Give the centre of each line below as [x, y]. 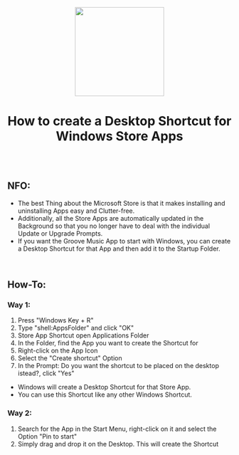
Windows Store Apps [119, 136]
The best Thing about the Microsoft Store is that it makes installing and [121, 203]
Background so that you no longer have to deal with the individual [114, 226]
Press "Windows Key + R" [55, 320]
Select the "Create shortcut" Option [70, 358]
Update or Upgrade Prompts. [60, 233]
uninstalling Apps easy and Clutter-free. [76, 211]
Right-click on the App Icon [58, 351]
